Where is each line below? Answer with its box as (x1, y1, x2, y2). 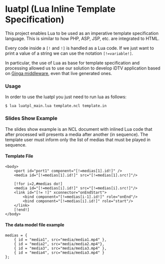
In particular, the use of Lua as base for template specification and (5, 60, 140, 66)
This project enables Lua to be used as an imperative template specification (5, 30, 159, 36)
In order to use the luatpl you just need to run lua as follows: (5, 94, 127, 100)
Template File (5, 153, 33, 159)
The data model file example (5, 222, 65, 228)
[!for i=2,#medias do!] (14, 181, 63, 186)
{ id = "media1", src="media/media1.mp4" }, (14, 237, 107, 242)
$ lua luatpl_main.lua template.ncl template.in (5, 104, 107, 109)
